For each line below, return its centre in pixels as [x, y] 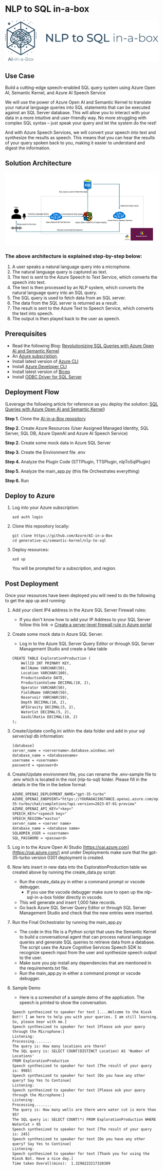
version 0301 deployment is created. [68, 857]
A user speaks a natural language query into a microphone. [72, 267]
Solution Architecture [38, 163]
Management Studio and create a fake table [63, 649]
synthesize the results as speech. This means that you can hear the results [80, 138]
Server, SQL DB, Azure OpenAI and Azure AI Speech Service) [66, 433]
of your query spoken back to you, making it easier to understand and [75, 143]
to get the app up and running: [36, 601]
